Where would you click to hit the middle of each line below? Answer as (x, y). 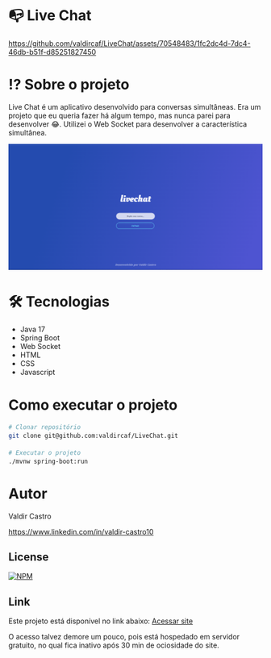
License (29, 557)
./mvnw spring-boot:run (48, 461)
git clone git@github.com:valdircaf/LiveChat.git (94, 436)
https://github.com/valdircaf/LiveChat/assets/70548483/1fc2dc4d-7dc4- (130, 43)
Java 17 (33, 329)
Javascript (38, 373)
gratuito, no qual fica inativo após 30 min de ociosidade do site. (114, 645)
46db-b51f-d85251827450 (52, 52)
